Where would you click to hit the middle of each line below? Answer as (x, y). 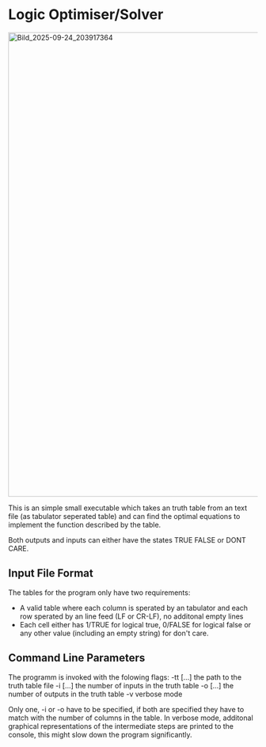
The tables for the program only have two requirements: (99, 593)
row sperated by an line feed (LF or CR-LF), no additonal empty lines (131, 616)
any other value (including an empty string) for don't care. (114, 633)
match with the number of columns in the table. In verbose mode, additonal (131, 718)
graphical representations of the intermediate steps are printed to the (121, 726)
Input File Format (51, 573)
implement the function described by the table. (85, 524)
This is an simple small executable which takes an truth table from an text (128, 508)
